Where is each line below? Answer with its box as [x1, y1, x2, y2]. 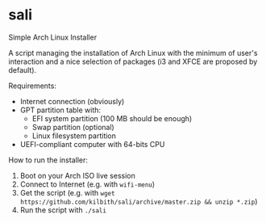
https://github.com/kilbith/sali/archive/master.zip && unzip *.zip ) [19, 196, 258, 206]
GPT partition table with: [19, 105, 102, 115]
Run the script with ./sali [19, 204, 107, 215]
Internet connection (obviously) [19, 96, 125, 106]
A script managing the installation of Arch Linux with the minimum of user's [8, 48, 258, 57]
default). [8, 65, 37, 74]
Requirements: [8, 81, 56, 90]
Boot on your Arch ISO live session [19, 170, 135, 180]
